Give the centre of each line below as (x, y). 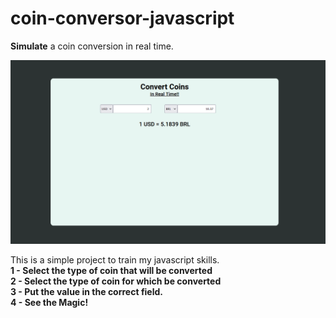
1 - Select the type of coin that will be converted (111, 270)
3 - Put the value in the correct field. (87, 291)
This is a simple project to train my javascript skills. (115, 259)
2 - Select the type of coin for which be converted (116, 281)
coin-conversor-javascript (122, 18)
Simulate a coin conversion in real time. (92, 46)
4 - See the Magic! (49, 302)
